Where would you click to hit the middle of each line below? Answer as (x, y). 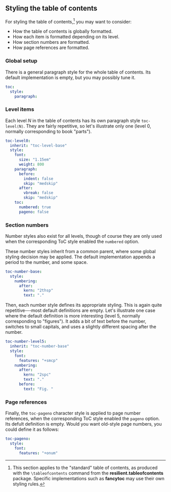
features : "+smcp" (38, 360)
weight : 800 (31, 165)
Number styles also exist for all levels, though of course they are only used (83, 236)
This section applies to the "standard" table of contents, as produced (85, 468)
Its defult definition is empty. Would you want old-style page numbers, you (83, 424)
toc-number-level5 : (26, 341)
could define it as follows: (32, 429)
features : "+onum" (38, 453)
